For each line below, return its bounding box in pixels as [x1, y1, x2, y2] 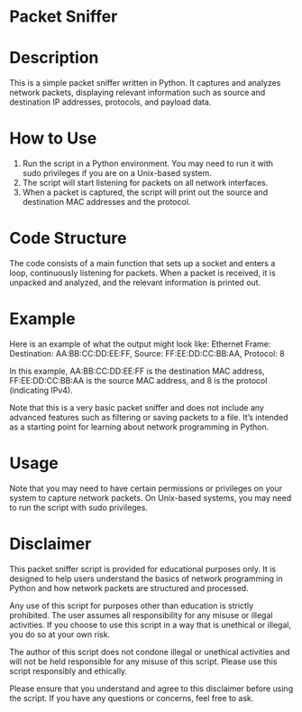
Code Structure [9, 228, 127, 249]
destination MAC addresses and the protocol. [22, 197, 191, 208]
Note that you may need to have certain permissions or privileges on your [9, 483, 282, 494]
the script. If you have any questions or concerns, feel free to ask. [9, 692, 254, 703]
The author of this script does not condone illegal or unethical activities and [9, 646, 290, 657]
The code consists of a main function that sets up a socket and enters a [9, 258, 276, 268]
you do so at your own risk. [9, 629, 111, 640]
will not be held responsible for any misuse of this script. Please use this [9, 656, 278, 667]
